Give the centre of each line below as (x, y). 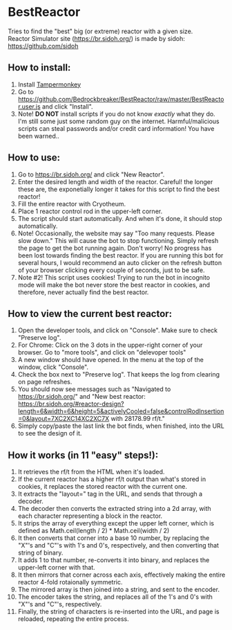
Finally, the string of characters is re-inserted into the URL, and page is (118, 612)
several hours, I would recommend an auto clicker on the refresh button (120, 262)
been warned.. (38, 136)
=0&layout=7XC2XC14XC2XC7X (64, 419)
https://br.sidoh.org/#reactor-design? (71, 404)
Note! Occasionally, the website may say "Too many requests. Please (116, 233)
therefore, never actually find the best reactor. (83, 292)
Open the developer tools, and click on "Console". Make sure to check (118, 330)
